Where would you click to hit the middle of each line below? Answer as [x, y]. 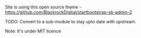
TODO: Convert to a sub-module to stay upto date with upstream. [71, 22]
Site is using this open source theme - [43, 7]
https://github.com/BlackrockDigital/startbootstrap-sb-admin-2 [69, 12]
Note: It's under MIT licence [33, 31]
